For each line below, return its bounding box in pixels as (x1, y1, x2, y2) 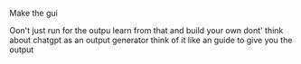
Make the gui (9, 8, 59, 18)
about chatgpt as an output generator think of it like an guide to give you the (9, 35, 293, 45)
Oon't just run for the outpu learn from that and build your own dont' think (9, 25, 284, 35)
